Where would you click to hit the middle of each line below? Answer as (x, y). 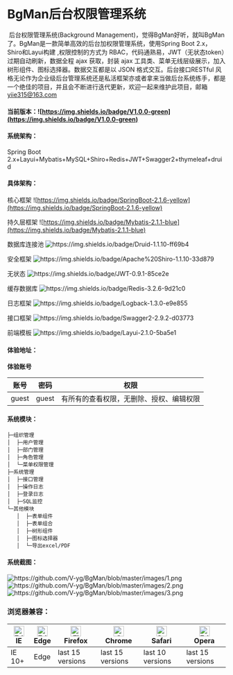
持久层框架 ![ (25, 222)
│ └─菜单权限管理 (31, 465)
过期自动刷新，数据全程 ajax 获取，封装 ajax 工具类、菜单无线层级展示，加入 (116, 60)
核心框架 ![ (23, 200)
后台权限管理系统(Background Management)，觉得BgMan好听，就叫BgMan (117, 35)
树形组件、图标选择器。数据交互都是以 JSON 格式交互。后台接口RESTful (111, 69)
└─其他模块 (21, 509)
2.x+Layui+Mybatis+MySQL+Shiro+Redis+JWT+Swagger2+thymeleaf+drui (115, 159)
